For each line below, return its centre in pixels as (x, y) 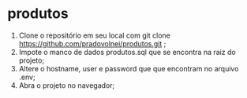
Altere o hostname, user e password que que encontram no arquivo (129, 68)
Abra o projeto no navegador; (67, 85)
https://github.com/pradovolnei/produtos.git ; (92, 43)
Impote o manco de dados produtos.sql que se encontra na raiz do (127, 52)
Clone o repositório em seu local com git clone (94, 35)
